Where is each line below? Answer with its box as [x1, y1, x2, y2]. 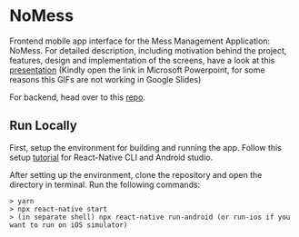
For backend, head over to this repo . [9, 92, 145, 103]
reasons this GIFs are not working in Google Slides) [9, 74, 202, 84]
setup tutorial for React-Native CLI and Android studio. [9, 152, 214, 163]
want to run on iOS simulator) [9, 220, 128, 230]
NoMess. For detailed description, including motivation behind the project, [9, 44, 287, 55]
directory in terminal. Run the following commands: [9, 179, 201, 190]
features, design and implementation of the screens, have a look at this [9, 54, 275, 65]
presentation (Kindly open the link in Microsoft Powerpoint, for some [9, 64, 265, 75]
